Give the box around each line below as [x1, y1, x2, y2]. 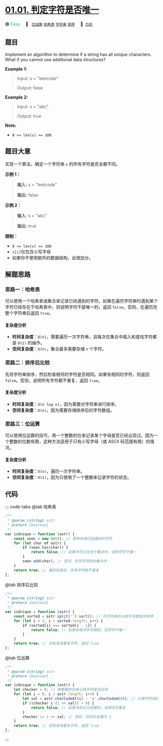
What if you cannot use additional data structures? [5, 56, 106, 62]
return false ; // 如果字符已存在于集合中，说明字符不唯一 [31, 550, 137, 555]
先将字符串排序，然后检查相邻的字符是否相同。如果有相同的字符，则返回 [5, 371, 149, 377]
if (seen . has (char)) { [22, 545, 68, 550]
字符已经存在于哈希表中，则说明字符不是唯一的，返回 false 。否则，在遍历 [5, 304, 153, 310]
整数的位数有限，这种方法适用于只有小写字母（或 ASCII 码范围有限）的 [9, 439, 150, 444]
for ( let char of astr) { [14, 541, 66, 545]
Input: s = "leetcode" [16, 75, 59, 81]
